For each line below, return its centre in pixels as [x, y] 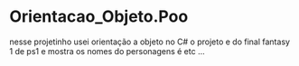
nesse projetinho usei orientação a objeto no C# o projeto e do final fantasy [150, 42]
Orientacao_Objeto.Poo [99, 17]
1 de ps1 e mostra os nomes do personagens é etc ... [107, 51]
